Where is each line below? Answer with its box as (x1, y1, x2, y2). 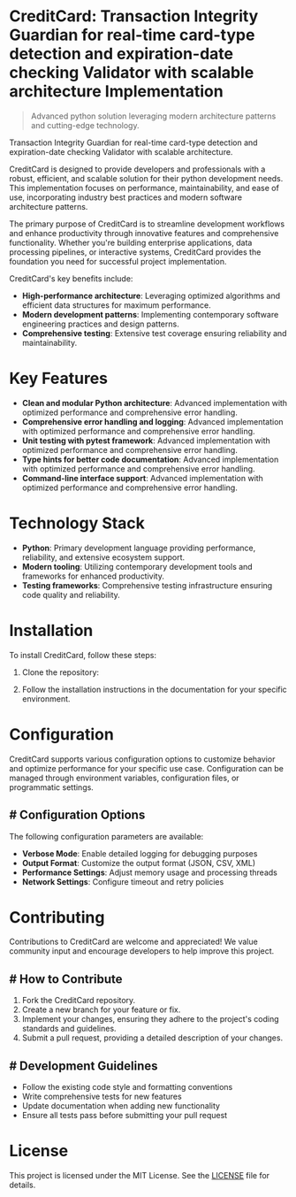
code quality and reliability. (21, 589, 121, 600)
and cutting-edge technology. (30, 119, 140, 130)
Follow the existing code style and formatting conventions (21, 1082, 233, 1093)
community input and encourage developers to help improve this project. (9, 946, 275, 956)
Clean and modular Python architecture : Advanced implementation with (21, 397, 288, 408)
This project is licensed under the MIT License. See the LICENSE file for (9, 1170, 270, 1180)
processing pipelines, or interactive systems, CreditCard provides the (9, 246, 262, 257)
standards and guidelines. (21, 1024, 117, 1034)
